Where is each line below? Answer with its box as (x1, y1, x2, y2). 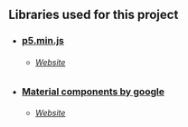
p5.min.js (21, 34, 64, 47)
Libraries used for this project (8, 7, 179, 23)
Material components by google (21, 85, 164, 98)
